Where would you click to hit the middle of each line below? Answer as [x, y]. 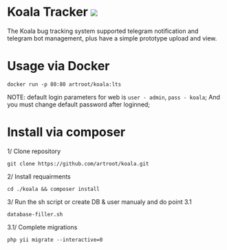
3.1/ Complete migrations [42, 227]
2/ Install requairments [39, 177]
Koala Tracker [47, 12]
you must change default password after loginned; [78, 104]
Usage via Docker [58, 66]
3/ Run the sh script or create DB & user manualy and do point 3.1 [99, 202]
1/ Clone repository [34, 151]
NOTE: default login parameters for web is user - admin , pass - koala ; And [113, 97]
